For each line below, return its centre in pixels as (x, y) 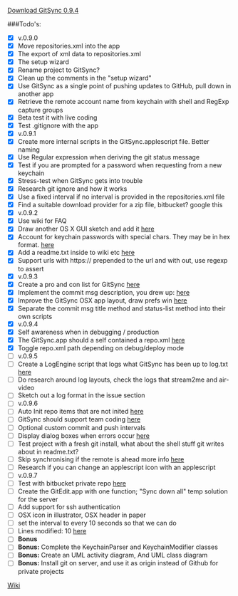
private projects (41, 571)
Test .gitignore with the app (58, 125)
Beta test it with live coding (57, 117)
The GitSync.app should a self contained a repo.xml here (101, 340)
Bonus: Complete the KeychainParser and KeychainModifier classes (118, 547)
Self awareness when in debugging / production (88, 332)
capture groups (40, 110)
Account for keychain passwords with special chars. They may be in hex (124, 237)
